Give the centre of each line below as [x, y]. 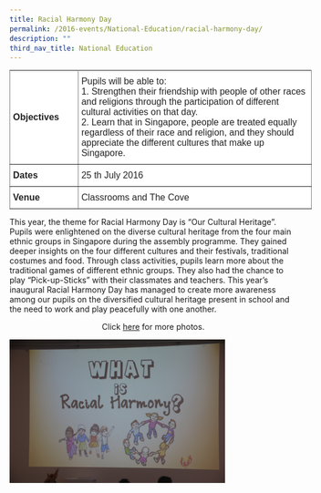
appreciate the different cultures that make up [172, 143]
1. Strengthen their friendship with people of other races [193, 92]
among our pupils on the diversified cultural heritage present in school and [150, 300]
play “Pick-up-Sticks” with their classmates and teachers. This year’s [139, 280]
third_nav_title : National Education [81, 48]
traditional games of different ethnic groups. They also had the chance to [147, 271]
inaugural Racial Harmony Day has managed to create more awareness [143, 290]
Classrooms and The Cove [135, 198]
